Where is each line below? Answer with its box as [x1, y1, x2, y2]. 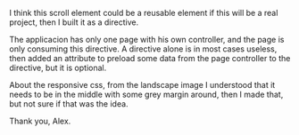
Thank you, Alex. [9, 115, 71, 126]
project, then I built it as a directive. [9, 17, 139, 28]
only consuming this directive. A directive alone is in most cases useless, [9, 44, 278, 54]
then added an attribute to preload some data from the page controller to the [9, 53, 291, 63]
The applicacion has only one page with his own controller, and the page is [9, 35, 285, 44]
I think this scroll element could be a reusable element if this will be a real [9, 8, 278, 18]
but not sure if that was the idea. [9, 99, 129, 109]
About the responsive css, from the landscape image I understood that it [9, 80, 276, 90]
